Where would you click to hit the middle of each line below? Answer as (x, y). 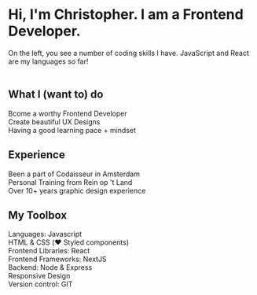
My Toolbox (38, 215)
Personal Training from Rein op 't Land (70, 182)
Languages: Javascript (45, 234)
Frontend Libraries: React (49, 251)
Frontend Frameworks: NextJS (58, 259)
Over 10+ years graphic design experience (77, 190)
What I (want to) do (56, 95)
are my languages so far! (48, 61)
